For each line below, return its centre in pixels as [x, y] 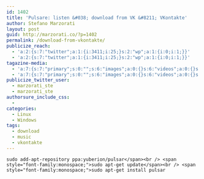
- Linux [22, 114]
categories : [21, 108]
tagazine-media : [27, 63]
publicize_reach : [28, 46]
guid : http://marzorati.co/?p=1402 [52, 35]
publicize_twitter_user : [38, 80]
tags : [13, 126]
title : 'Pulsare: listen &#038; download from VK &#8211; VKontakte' [97, 18]
